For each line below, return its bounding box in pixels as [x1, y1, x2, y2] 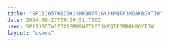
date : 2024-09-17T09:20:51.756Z [7, 17, 101, 23]
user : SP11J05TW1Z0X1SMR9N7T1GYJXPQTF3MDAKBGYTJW [7, 23, 154, 30]
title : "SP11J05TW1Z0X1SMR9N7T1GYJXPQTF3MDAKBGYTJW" [7, 10, 163, 17]
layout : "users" [7, 29, 54, 37]
